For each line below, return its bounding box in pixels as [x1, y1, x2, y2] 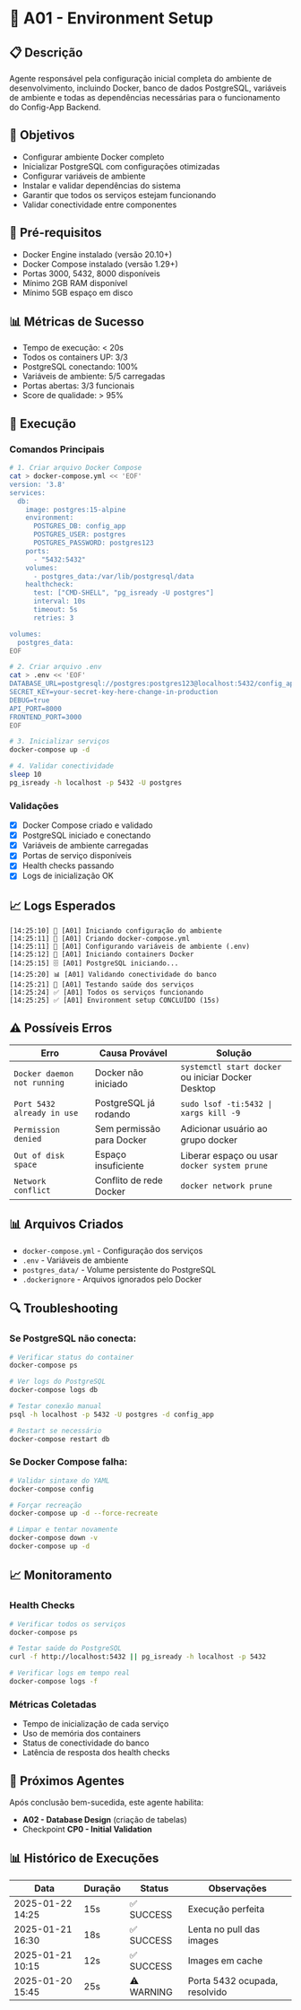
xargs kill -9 [180, 1108, 241, 1118]
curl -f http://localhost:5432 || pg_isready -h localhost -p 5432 [9, 1652, 267, 1662]
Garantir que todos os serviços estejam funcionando [21, 189, 217, 200]
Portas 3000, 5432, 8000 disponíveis [21, 268, 161, 279]
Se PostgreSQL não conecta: [9, 1332, 137, 1344]
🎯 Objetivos [9, 127, 75, 143]
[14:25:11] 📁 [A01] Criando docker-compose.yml [9, 935, 191, 944]
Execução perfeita [187, 1902, 265, 1915]
